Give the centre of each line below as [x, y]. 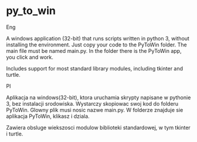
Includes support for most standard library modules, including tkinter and [95, 68]
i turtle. [15, 134]
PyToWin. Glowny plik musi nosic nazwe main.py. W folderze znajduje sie [95, 110]
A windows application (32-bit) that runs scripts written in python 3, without [98, 38]
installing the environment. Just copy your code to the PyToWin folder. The [96, 45]
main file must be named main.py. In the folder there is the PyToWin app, [94, 50]
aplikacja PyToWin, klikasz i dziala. [48, 116]
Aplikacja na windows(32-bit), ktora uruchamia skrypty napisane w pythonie [98, 97]
